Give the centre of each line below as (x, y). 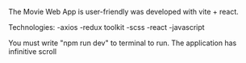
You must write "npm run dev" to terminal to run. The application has (123, 43)
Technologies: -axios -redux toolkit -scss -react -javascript (106, 27)
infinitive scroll (33, 51)
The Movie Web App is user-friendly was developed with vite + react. (124, 12)
